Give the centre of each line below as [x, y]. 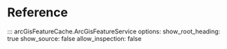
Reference [37, 13]
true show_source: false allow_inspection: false [74, 38]
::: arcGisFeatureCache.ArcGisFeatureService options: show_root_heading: [114, 31]
